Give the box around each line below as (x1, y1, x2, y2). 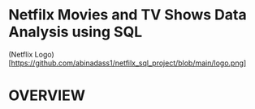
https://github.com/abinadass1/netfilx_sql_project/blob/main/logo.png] (11, 58, 247, 68)
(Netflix (8, 49, 33, 59)
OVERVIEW (8, 86, 86, 105)
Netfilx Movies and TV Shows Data (8, 6, 247, 24)
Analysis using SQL (8, 23, 143, 41)
